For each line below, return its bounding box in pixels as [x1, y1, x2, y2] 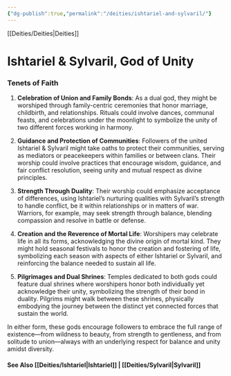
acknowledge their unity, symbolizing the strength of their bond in [17, 287, 205, 296]
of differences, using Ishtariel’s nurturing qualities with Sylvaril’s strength [17, 195, 225, 203]
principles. [17, 174, 48, 182]
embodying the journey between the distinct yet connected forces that [17, 302, 219, 310]
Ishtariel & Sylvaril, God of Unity [7, 53, 194, 69]
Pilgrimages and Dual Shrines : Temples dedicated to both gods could [17, 273, 218, 281]
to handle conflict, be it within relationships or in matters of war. [17, 202, 199, 210]
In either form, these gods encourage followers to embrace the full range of [7, 323, 223, 331]
